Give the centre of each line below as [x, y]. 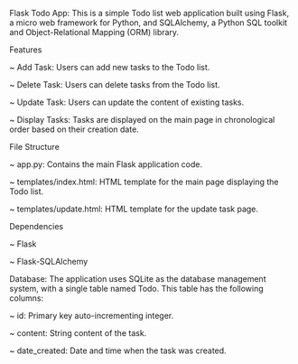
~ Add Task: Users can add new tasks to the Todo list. [110, 67]
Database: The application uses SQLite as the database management [138, 279]
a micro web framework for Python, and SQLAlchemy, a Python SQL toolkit [148, 23]
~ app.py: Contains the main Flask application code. [106, 164]
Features [26, 50]
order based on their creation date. [74, 129]
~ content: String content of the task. [78, 333]
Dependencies [37, 226]
